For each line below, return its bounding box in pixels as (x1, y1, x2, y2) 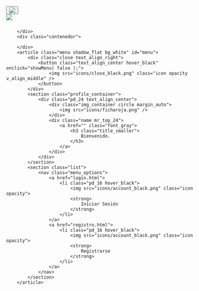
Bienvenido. (80, 133, 111, 139)
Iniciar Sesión (80, 201, 119, 207)
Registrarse (80, 248, 111, 254)
